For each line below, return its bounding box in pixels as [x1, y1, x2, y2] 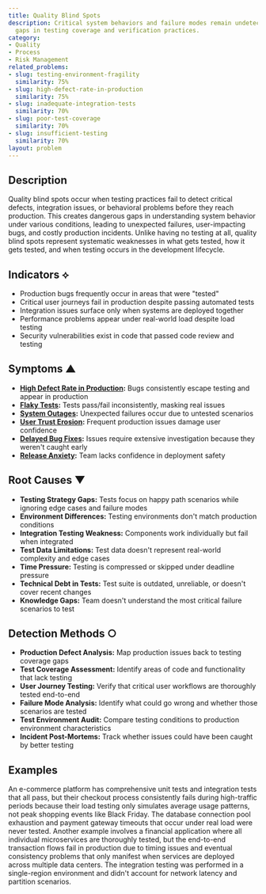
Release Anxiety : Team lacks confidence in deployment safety [19, 451, 226, 460]
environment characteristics [19, 724, 112, 733]
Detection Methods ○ [8, 627, 117, 641]
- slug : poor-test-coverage [8, 115, 101, 123]
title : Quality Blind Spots [8, 11, 101, 20]
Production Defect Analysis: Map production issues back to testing [19, 648, 241, 657]
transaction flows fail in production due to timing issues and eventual [8, 843, 233, 853]
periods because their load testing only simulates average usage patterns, [8, 801, 250, 811]
